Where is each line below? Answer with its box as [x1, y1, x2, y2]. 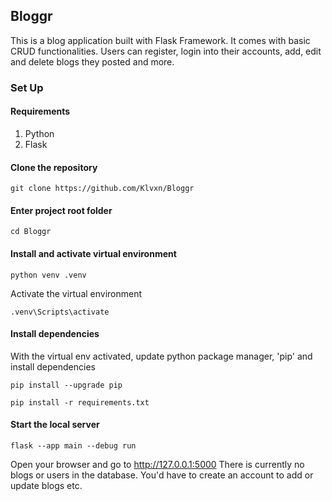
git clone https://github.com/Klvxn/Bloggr [10, 184, 195, 194]
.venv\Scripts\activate [10, 307, 110, 317]
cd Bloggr [10, 227, 52, 237]
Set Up [10, 80, 44, 94]
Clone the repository [10, 161, 98, 173]
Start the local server [10, 419, 100, 431]
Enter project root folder [10, 204, 113, 216]
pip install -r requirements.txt [10, 397, 150, 408]
